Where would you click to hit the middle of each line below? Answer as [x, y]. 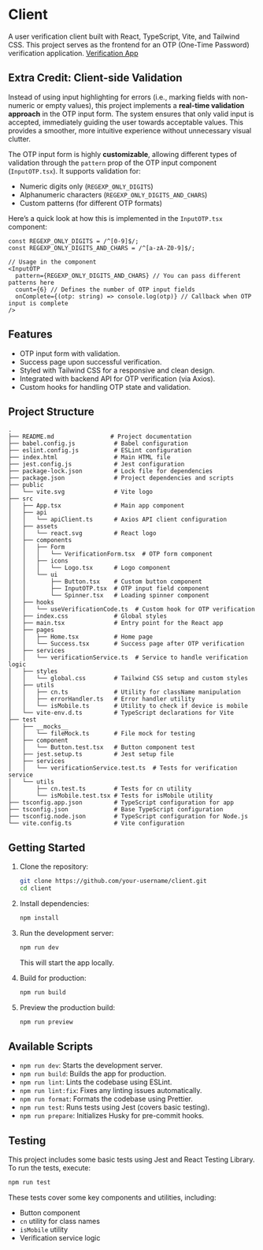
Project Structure [51, 412]
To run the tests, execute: [50, 1168]
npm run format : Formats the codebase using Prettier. [106, 1099]
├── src [21, 499]
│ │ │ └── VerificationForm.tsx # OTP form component [111, 554]
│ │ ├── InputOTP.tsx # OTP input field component [109, 589]
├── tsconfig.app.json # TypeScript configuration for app [121, 803]
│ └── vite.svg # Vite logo [81, 492]
